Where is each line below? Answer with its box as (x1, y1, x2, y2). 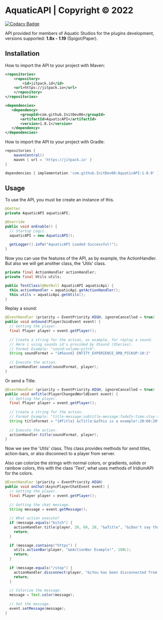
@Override (5, 220, 25, 225)
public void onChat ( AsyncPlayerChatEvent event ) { (5, 484, 110, 489)
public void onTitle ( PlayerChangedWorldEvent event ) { (5, 392, 118, 396)
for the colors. (5, 471, 33, 476)
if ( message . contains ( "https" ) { (9, 543, 77, 548)
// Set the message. (9, 602, 51, 606)
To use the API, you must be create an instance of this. (5, 197, 114, 203)
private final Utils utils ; (5, 275, 62, 279)
